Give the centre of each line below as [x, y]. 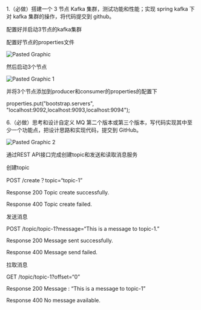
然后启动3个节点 [27, 67]
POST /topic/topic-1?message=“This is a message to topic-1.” [83, 229]
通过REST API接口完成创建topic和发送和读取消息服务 [72, 154]
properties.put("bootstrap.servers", [50, 104]
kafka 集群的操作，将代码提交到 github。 [64, 16]
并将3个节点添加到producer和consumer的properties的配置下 [82, 91]
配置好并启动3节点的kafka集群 [44, 29]
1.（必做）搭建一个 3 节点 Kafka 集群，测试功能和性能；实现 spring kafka [97, 9]
